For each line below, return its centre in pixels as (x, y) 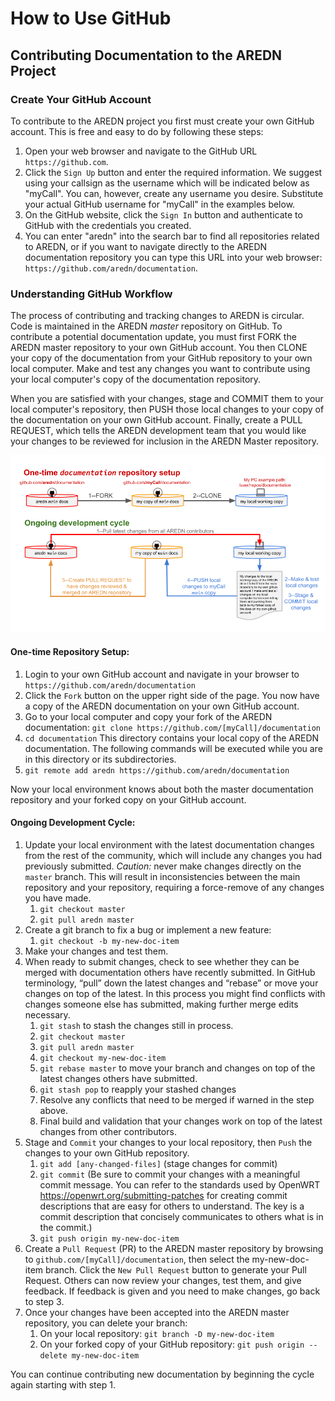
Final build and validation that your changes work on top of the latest (181, 1121)
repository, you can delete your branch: (106, 1323)
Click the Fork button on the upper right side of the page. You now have (172, 695)
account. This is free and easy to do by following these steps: (137, 131)
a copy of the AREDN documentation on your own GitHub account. (162, 706)
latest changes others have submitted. (118, 1079)
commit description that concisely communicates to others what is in (181, 1217)
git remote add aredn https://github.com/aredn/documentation (157, 770)
